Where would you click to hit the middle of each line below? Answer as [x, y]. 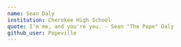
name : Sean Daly [31, 13]
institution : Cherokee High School [59, 20]
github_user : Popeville [42, 33]
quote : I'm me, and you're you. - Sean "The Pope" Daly [90, 26]
